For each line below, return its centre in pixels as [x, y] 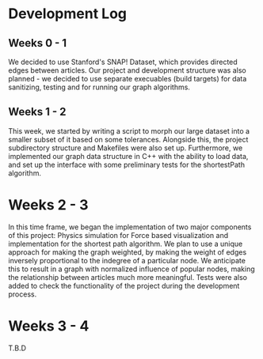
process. [23, 294]
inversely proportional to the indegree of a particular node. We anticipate [127, 260]
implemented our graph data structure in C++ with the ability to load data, [128, 156]
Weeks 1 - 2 [37, 112]
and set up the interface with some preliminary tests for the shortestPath [127, 164]
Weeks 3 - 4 [49, 326]
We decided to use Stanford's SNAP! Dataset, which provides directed [123, 62]
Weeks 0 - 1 [38, 43]
